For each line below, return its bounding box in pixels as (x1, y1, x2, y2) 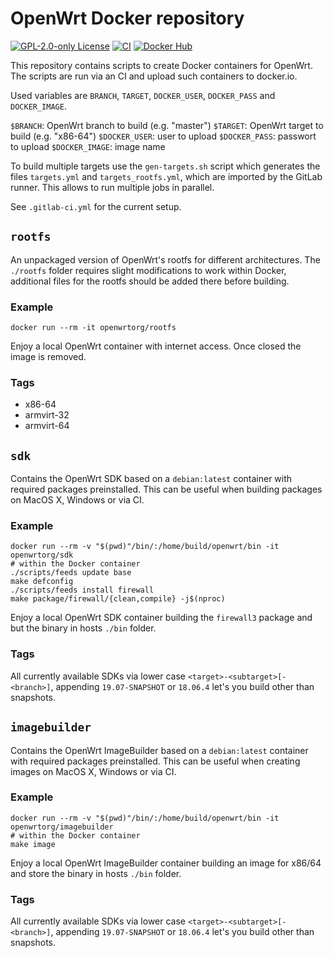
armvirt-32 (24, 409, 70, 421)
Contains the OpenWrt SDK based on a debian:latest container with (10, 473, 293, 485)
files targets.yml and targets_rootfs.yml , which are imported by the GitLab (10, 170, 323, 182)
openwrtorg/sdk (10, 550, 74, 561)
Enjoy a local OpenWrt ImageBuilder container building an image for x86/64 (10, 857, 322, 869)
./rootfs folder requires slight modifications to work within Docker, (10, 264, 287, 276)
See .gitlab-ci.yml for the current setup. (10, 200, 182, 212)
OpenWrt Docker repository (10, 7, 245, 30)
